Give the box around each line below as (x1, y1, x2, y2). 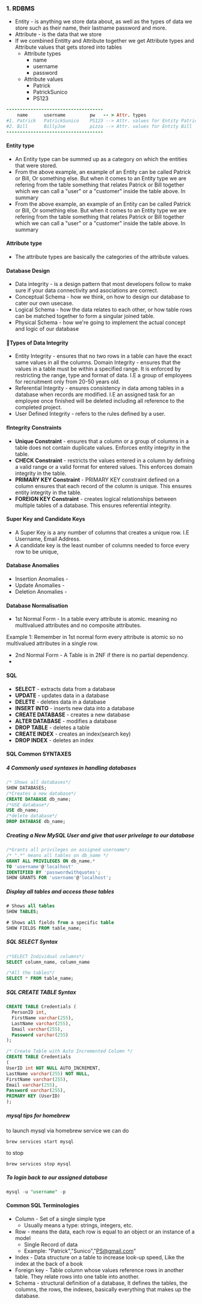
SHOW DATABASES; (6, 784, 47, 791)
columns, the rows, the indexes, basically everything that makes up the (14, 1286, 191, 1293)
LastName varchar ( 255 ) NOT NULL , (6, 1070, 90, 1077)
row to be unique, (14, 548, 59, 555)
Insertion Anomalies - (14, 575, 69, 583)
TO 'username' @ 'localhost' (6, 864, 74, 870)
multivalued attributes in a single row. (6, 640, 99, 647)
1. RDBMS (6, 4, 35, 13)
